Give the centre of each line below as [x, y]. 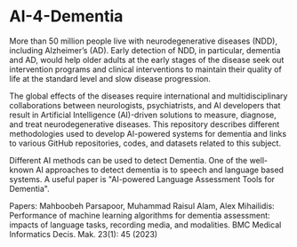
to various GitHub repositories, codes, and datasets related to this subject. [145, 143]
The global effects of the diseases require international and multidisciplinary [148, 96]
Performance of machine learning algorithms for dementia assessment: [140, 215]
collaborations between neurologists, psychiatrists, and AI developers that [145, 105]
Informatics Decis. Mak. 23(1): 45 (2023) [84, 234]
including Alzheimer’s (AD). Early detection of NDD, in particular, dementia [145, 50]
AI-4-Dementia [66, 16]
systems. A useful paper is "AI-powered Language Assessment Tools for [142, 179]
